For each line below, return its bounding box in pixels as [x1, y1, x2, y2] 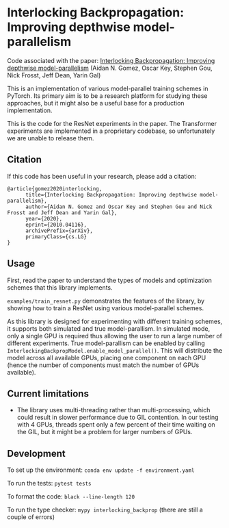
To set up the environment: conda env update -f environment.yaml [7, 466, 195, 474]
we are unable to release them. [7, 134, 94, 142]
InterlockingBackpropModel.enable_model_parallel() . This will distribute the [7, 346, 223, 354]
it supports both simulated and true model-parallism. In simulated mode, [7, 324, 211, 333]
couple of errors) [7, 513, 55, 521]
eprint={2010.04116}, [25, 221, 87, 228]
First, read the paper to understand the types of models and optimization [7, 276, 212, 284]
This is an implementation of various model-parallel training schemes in [7, 84, 208, 92]
